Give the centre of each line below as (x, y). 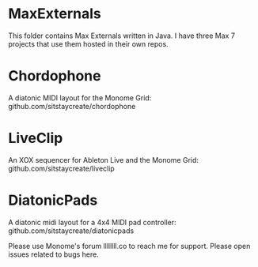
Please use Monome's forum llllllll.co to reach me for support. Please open (129, 246)
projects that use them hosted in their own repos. (88, 43)
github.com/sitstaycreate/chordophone (72, 106)
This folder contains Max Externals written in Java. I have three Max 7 (122, 36)
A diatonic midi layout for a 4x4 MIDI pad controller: (92, 222)
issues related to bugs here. (53, 254)
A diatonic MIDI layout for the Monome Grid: (80, 98)
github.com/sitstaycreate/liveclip (61, 168)
